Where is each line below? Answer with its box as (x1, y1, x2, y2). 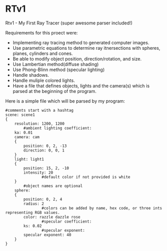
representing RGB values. (5, 210, 60, 215)
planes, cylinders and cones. (12, 50, 73, 56)
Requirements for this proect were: (5, 29, 78, 36)
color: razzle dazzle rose (23, 214, 81, 219)
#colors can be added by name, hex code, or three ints (41, 205, 162, 211)
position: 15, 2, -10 (23, 166, 70, 171)
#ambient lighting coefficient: (23, 125, 92, 131)
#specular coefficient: (41, 219, 92, 224)
